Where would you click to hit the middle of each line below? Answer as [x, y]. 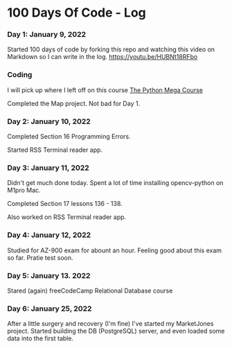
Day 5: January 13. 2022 [49, 275]
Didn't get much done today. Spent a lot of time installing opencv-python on [115, 183]
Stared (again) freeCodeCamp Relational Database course [90, 290]
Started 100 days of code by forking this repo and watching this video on [111, 49]
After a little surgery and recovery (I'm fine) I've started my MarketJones [110, 324]
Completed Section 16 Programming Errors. [69, 137]
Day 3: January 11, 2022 [48, 168]
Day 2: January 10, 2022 [49, 121]
